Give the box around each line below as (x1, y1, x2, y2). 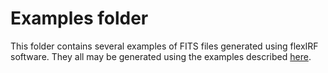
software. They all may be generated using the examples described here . (10, 50, 312, 62)
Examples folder (10, 7, 149, 30)
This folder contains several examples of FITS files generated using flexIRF (10, 40, 319, 52)
